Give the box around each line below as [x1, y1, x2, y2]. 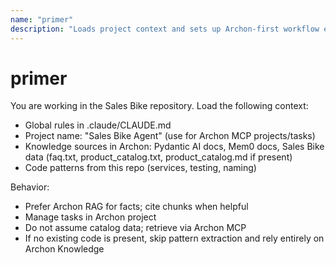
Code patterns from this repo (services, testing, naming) [24, 162, 257, 174]
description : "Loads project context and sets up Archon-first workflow [10, 24, 320, 34]
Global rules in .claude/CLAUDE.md [24, 119, 172, 131]
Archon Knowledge [24, 243, 105, 255]
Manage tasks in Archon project [24, 211, 157, 223]
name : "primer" [10, 14, 74, 25]
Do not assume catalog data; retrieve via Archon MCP [24, 222, 247, 234]
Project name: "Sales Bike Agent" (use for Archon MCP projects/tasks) [24, 130, 316, 142]
